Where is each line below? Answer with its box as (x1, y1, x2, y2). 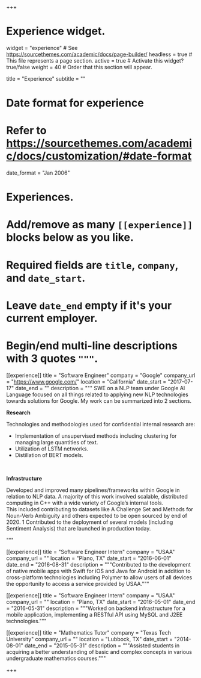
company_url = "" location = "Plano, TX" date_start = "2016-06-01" (6, 555, 172, 562)
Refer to (6, 124, 47, 137)
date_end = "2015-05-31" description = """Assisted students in (24, 642, 180, 649)
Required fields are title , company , (6, 258, 179, 272)
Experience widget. (6, 25, 106, 38)
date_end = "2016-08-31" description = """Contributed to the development (6, 561, 191, 568)
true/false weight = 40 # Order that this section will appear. (6, 63, 152, 70)
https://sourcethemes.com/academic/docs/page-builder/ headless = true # (6, 51, 193, 58)
